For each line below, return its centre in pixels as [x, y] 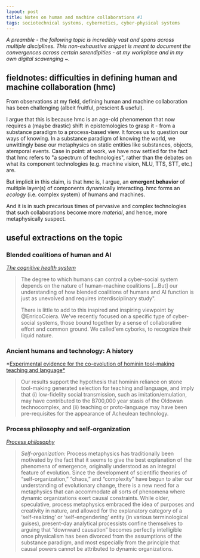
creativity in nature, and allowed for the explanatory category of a [101, 511]
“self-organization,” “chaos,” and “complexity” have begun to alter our [107, 479]
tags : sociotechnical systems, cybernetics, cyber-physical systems [93, 23]
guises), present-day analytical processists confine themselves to [102, 523]
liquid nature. [37, 335]
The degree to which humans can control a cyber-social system [99, 279]
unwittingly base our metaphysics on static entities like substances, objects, [100, 145]
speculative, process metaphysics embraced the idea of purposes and [107, 504]
